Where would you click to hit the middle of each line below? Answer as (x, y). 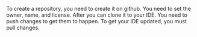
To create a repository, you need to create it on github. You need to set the (99, 9)
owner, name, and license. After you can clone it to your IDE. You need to (97, 15)
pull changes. (23, 27)
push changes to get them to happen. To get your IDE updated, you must (97, 21)
